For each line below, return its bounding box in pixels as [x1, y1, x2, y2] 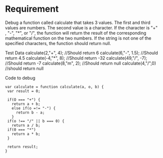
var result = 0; [7, 89, 41, 93]
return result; [7, 144, 38, 149]
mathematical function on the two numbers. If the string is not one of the [5, 35, 152, 41]
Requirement [5, 3, 59, 15]
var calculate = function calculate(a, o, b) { [5, 84, 104, 89]
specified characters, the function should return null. [5, 40, 111, 46]
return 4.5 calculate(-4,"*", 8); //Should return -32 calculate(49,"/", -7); [5, 55, 147, 61]
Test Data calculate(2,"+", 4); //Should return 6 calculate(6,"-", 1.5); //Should [5, 50, 158, 56]
